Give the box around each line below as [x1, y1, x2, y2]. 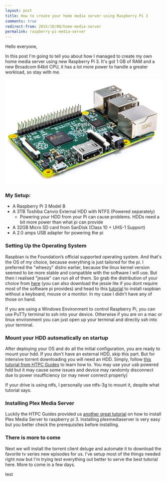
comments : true [5, 18, 37, 23]
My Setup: [5, 192, 31, 199]
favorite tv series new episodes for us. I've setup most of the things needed [5, 450, 161, 457]
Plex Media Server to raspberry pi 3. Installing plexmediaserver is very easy [5, 416, 161, 422]
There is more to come [5, 434, 61, 441]
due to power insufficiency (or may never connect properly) [5, 372, 128, 378]
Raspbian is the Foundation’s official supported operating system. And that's [5, 253, 162, 259]
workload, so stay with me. [5, 69, 61, 75]
